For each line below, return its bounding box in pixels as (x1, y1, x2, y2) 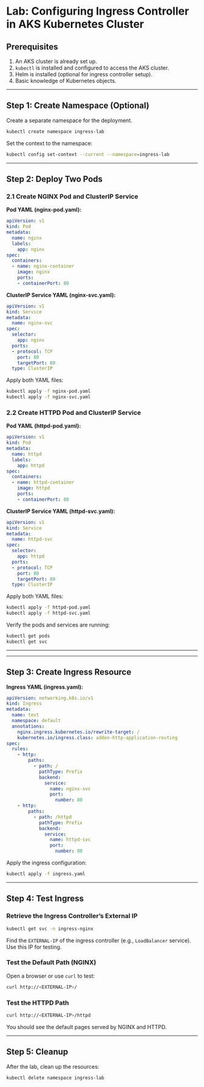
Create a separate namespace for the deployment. (6, 117, 132, 124)
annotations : (12, 723, 45, 730)
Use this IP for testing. (6, 943, 62, 950)
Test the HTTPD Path (6, 999, 69, 1007)
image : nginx (17, 269, 50, 275)
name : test (12, 712, 39, 718)
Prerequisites (6, 41, 58, 52)
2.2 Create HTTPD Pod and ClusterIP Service (6, 408, 141, 417)
